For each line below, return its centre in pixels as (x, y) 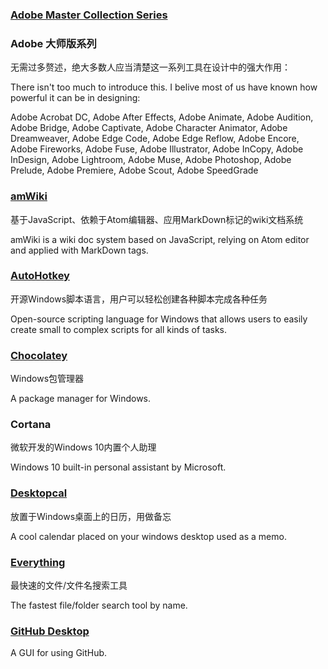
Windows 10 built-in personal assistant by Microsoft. (118, 467)
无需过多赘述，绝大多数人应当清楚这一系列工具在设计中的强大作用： (150, 67)
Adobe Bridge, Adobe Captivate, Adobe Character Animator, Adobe (149, 128)
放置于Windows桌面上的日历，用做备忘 (91, 516)
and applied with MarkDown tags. (79, 250)
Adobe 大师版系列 (53, 43)
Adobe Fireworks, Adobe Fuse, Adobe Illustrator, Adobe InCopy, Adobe (157, 149)
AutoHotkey (40, 276)
